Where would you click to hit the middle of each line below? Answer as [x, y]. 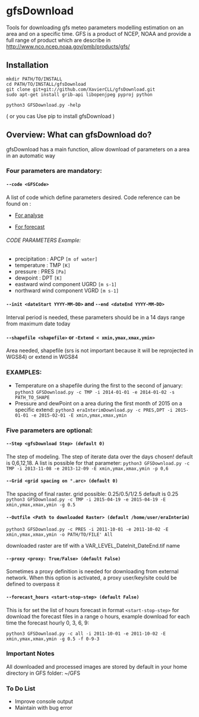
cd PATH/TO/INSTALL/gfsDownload [46, 84]
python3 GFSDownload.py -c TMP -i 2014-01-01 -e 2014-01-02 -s [95, 392]
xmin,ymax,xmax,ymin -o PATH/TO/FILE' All [59, 535]
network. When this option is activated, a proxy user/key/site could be [91, 578]
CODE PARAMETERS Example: [44, 240]
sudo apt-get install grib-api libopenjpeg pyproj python [79, 94]
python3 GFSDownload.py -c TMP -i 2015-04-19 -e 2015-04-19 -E [86, 499]
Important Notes [30, 654]
